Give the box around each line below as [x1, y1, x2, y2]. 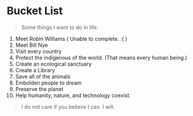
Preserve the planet [15, 85, 64, 92]
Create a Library [15, 66, 55, 73]
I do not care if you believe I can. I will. [21, 103, 115, 110]
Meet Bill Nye [15, 41, 48, 49]
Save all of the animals [15, 73, 70, 80]
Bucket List [7, 4, 63, 18]
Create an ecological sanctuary [15, 60, 92, 67]
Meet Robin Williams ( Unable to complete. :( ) [15, 35, 128, 42]
